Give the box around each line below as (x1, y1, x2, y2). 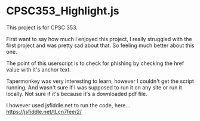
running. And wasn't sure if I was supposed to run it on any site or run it (6, 83, 182, 91)
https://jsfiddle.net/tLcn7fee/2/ (6, 108, 82, 115)
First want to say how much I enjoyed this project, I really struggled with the (6, 35, 192, 42)
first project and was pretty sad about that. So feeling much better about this (6, 42, 195, 49)
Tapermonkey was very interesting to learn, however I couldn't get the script (6, 77, 194, 85)
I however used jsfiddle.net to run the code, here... (6, 101, 130, 108)
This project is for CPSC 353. (6, 24, 78, 31)
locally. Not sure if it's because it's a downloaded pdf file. (6, 90, 147, 97)
